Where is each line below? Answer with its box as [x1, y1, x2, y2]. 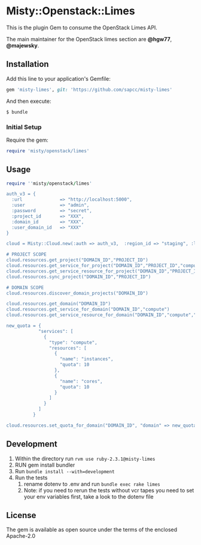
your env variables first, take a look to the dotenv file [23, 493, 154, 500]
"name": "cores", [59, 378, 103, 384]
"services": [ [38, 328, 74, 334]
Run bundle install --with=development [14, 467, 115, 474]
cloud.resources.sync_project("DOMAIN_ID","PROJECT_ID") [6, 274, 151, 280]
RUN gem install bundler [14, 461, 75, 469]
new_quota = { [6, 323, 42, 329]
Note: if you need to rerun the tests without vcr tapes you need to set [23, 486, 194, 494]
